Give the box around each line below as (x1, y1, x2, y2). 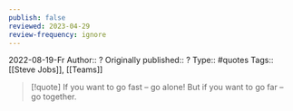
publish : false (8, 13, 66, 23)
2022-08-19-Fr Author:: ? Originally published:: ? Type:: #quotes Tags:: (8, 55, 274, 66)
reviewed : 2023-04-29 (8, 22, 91, 31)
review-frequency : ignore (8, 30, 106, 39)
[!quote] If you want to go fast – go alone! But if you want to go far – (30, 82, 284, 93)
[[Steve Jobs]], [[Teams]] (8, 64, 103, 75)
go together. (30, 91, 77, 102)
